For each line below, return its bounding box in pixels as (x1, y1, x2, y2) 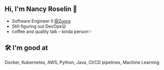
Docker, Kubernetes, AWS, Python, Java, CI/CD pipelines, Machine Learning (4, 59, 160, 65)
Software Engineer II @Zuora (11, 18, 71, 24)
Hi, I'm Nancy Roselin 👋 (4, 5, 78, 13)
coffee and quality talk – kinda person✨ (11, 28, 92, 35)
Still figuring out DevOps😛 (11, 23, 66, 29)
